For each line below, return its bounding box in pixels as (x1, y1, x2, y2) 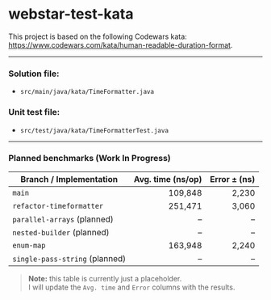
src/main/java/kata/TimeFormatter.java (19, 88, 155, 96)
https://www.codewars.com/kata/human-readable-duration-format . (8, 40, 233, 49)
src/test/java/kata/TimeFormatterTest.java (19, 126, 169, 134)
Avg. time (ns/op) (133, 173, 202, 184)
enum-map (12, 240, 46, 250)
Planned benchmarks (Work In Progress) (8, 153, 171, 164)
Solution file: (8, 68, 60, 79)
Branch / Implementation (20, 173, 119, 184)
